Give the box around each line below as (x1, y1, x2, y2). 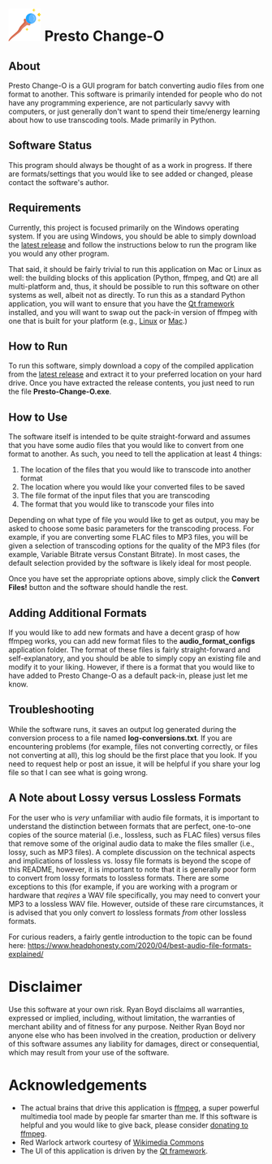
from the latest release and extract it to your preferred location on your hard (8, 369, 262, 379)
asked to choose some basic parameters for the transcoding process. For (8, 524, 254, 533)
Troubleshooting (8, 703, 95, 717)
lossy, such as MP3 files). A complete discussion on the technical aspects (8, 847, 256, 856)
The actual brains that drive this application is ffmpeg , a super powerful (19, 1102, 260, 1112)
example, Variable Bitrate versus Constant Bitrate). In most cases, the (8, 550, 240, 559)
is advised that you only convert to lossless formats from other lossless (8, 907, 247, 917)
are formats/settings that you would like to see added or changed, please (8, 169, 253, 179)
